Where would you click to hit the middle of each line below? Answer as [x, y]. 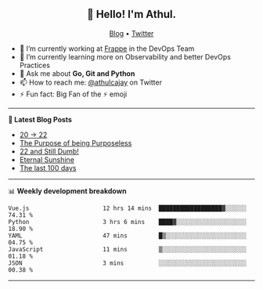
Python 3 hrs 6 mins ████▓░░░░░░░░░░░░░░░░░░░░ [127, 222]
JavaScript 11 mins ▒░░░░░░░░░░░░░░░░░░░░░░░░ [127, 249]
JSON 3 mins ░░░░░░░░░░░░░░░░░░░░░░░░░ [127, 263]
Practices [35, 65]
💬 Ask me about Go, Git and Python [77, 73]
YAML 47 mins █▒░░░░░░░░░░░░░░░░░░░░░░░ [127, 236]
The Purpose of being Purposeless [76, 143]
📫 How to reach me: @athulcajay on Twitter [91, 82]
